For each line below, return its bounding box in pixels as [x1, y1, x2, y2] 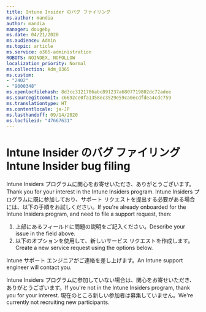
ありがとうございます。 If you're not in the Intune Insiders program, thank [6, 284, 190, 292]
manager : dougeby [6, 26, 51, 33]
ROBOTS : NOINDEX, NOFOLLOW [6, 55, 75, 61]
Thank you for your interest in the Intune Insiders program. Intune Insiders [6, 188, 193, 195]
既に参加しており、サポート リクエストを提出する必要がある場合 [32, 196, 196, 203]
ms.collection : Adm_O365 [6, 66, 70, 72]
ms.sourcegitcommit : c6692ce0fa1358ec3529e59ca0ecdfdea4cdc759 [6, 95, 172, 101]
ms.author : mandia [6, 15, 53, 21]
